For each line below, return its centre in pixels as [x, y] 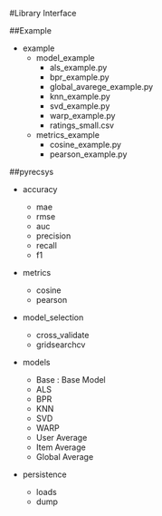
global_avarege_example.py [101, 87]
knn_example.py [80, 96]
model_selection [53, 317]
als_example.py [78, 68]
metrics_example [67, 135]
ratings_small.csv [82, 125]
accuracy [40, 189]
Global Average [65, 457]
